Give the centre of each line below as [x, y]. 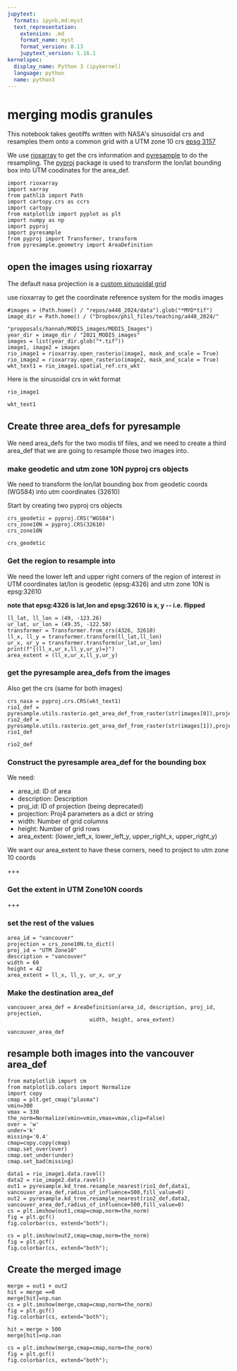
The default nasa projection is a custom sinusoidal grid [87, 284]
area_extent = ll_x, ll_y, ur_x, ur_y [64, 975]
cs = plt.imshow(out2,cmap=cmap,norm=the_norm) [79, 1235]
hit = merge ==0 [31, 1292]
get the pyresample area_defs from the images [89, 673]
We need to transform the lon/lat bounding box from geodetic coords [108, 484]
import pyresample [34, 233]
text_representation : [45, 27]
